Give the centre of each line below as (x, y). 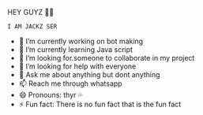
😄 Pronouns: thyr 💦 (51, 95)
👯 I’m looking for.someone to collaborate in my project (107, 58)
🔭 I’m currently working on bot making (81, 41)
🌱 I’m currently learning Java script (76, 50)
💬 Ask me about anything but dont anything (89, 74)
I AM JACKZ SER (32, 27)
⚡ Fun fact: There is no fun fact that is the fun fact (100, 104)
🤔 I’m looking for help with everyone (77, 66)
